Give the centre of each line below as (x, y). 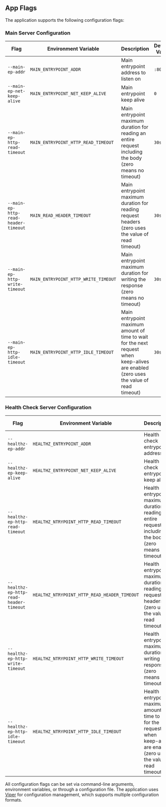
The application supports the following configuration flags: (65, 20)
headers (131, 222)
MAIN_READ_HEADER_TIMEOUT (61, 216)
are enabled (135, 368)
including (132, 152)
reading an (133, 133)
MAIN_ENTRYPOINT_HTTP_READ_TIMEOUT (72, 143)
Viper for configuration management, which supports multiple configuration (82, 795)
